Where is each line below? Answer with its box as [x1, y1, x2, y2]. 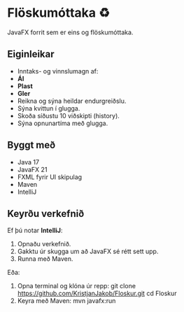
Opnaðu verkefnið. [17, 240, 71, 248]
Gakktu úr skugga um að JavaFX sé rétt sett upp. [17, 247, 159, 256]
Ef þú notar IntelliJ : [7, 226, 63, 235]
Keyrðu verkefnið [7, 208, 85, 220]
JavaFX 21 [17, 165, 48, 173]
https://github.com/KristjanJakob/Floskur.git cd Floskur [17, 289, 177, 298]
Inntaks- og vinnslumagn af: [17, 66, 99, 75]
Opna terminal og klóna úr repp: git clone [17, 282, 136, 290]
